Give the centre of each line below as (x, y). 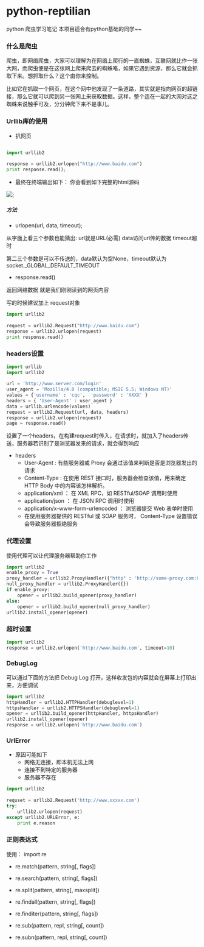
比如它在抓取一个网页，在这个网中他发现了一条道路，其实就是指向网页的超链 (102, 89)
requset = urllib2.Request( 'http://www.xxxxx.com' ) (73, 800)
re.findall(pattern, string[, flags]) (55, 902)
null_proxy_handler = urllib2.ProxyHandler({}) (68, 584)
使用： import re (26, 854)
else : (13, 601)
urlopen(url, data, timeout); (49, 225)
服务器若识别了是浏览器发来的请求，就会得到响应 (78, 444)
